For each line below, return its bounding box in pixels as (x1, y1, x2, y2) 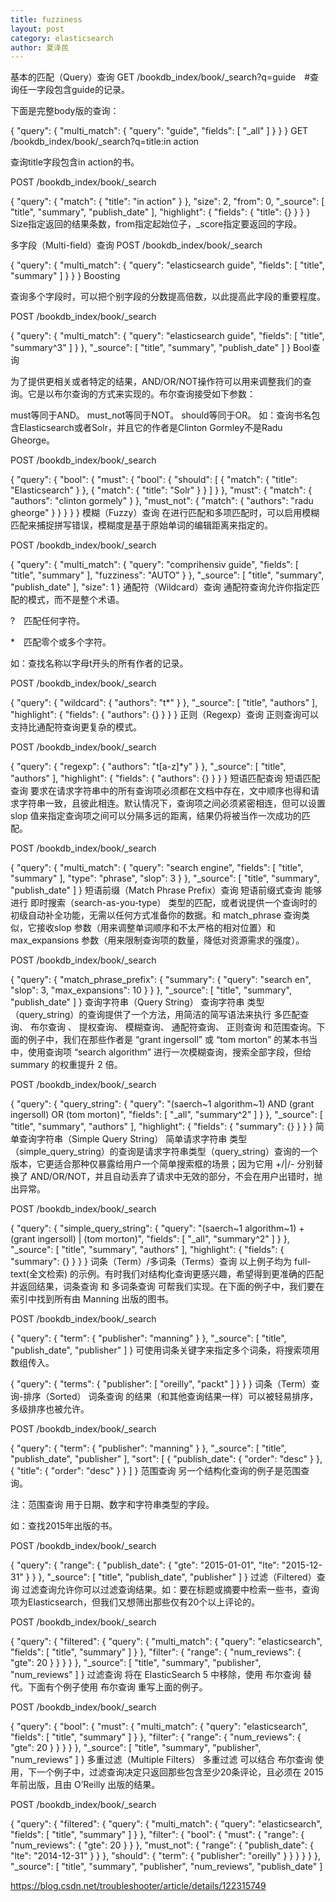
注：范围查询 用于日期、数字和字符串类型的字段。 (10, 1499, 215, 1511)
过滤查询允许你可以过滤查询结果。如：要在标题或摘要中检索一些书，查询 (21, 1584, 320, 1596)
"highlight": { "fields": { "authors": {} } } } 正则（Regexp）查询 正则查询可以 (10, 709, 319, 721)
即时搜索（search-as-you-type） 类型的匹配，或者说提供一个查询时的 (29, 897, 318, 909)
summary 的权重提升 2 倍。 (10, 1059, 123, 1071)
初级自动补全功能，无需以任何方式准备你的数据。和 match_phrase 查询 (10, 909, 302, 921)
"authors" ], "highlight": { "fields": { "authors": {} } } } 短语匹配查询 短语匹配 (10, 772, 321, 785)
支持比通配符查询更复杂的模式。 (10, 721, 142, 733)
